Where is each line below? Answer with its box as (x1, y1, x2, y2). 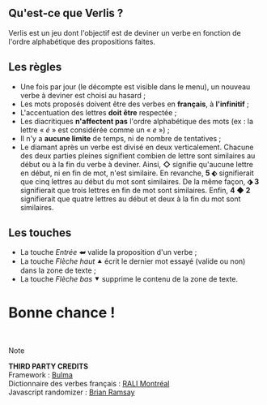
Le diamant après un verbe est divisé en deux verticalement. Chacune (19, 142, 254, 152)
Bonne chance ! (8, 304, 116, 321)
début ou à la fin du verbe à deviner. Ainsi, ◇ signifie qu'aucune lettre (19, 159, 253, 169)
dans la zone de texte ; (19, 265, 96, 275)
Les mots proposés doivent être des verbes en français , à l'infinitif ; (19, 99, 249, 109)
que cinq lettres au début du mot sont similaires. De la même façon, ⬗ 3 (19, 176, 260, 186)
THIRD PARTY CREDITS (8, 361, 89, 372)
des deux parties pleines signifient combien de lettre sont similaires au (19, 150, 256, 161)
